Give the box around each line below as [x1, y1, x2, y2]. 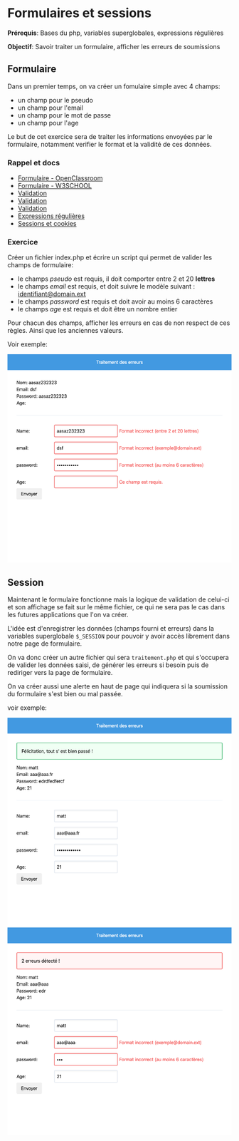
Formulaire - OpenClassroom [17, 174, 103, 182]
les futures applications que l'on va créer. [7, 611, 129, 619]
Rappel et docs [7, 158, 60, 167]
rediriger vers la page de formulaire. [7, 668, 113, 677]
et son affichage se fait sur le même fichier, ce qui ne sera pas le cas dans [7, 603, 225, 611]
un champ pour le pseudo [17, 95, 94, 104]
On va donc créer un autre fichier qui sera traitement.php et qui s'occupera [7, 654, 229, 662]
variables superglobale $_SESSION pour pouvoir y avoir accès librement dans [7, 632, 230, 641]
